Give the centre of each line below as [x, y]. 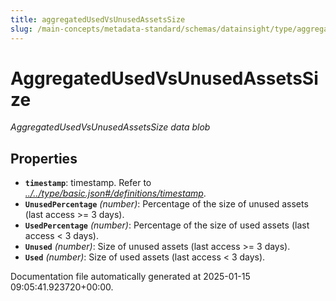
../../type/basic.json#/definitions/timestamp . [115, 193]
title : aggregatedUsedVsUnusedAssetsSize [98, 19]
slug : [21, 29]
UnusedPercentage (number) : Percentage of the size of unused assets [166, 204]
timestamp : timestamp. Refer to [88, 183]
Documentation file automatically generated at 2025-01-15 [130, 277]
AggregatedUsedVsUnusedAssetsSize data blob [110, 127]
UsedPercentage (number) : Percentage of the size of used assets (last [167, 225]
